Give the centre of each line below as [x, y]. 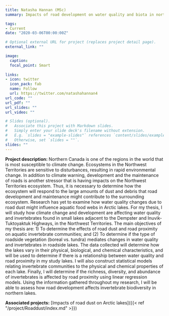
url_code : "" [19, 98]
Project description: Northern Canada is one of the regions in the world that [84, 159]
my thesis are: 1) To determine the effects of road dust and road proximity [81, 229]
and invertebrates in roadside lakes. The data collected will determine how [82, 244]
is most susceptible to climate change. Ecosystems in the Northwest [76, 164]
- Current [16, 28]
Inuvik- [155, 218]
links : [12, 75]
